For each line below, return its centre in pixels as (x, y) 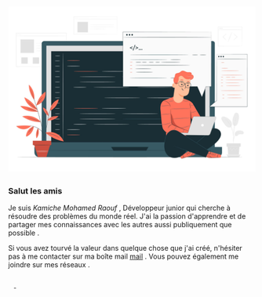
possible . (24, 233)
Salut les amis (35, 190)
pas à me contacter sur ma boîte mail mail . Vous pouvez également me (124, 256)
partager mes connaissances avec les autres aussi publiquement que (120, 225)
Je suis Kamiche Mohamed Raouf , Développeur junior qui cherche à (119, 208)
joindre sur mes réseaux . (49, 265)
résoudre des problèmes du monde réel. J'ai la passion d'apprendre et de (127, 216)
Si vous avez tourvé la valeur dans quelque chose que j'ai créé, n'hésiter (126, 248)
